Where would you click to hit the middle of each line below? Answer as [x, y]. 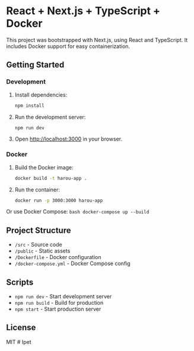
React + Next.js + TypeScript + [83, 11]
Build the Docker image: [44, 167]
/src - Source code [38, 245]
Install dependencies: [41, 95]
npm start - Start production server [58, 309]
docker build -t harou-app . [51, 178]
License [21, 328]
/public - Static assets [42, 251]
